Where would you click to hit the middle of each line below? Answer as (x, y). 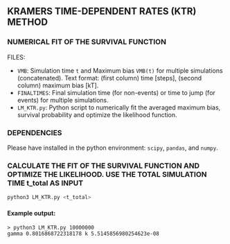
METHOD (28, 23)
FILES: (16, 57)
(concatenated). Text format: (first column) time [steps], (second (109, 78)
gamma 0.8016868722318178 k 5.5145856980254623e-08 (83, 234)
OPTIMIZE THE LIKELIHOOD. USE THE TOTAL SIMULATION (107, 174)
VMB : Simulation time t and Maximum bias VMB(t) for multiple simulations (120, 70)
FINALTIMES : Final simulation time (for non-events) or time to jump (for (116, 92)
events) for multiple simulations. (63, 100)
